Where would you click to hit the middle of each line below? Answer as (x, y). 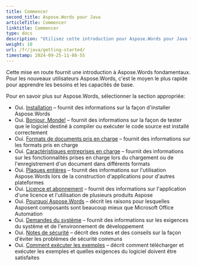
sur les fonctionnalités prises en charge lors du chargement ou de (94, 157)
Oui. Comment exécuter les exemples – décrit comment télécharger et (99, 245)
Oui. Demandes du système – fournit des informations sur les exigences (101, 220)
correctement (31, 132)
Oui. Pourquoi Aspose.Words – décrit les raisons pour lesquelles (92, 201)
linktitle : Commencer (33, 28)
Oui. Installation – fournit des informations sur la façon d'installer (92, 107)
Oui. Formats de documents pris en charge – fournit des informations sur (102, 138)
